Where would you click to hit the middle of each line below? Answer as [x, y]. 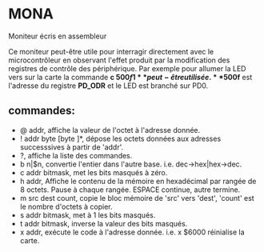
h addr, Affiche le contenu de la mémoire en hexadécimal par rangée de [138, 181]
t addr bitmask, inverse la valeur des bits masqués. [104, 223]
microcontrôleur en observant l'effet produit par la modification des [119, 60]
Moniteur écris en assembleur [58, 36]
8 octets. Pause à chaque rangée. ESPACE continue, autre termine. [130, 190]
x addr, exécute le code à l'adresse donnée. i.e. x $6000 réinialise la [132, 232]
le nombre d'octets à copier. [66, 206]
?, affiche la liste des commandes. [76, 155]
